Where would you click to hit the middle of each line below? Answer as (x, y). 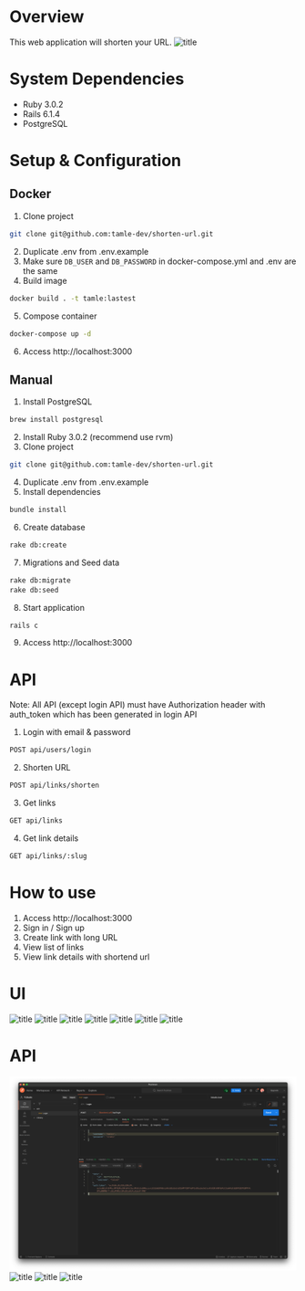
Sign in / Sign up (53, 928)
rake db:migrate (40, 580)
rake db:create (38, 545)
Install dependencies (62, 492)
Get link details (51, 838)
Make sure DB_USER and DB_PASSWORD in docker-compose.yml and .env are (159, 261)
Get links (39, 803)
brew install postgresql (56, 420)
